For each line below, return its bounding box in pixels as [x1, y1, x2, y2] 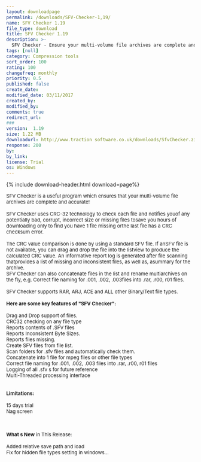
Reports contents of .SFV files [6, 324, 75, 331]
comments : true [6, 109, 44, 115]
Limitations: [6, 390, 35, 397]
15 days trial [6, 402, 34, 409]
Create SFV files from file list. [6, 342, 74, 349]
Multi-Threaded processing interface [6, 372, 91, 379]
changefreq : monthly [6, 70, 58, 76]
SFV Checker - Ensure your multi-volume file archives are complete [11, 42, 186, 48]
